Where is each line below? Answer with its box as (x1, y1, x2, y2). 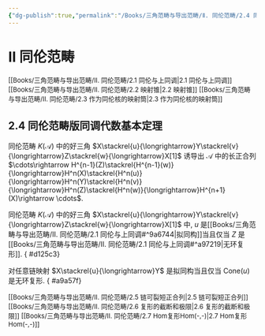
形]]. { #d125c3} (8, 249, 61, 259)
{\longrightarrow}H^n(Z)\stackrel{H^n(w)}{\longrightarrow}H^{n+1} (8, 185, 226, 195)
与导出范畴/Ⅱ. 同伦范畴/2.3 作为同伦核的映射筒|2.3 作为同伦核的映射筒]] (8, 94, 223, 103)
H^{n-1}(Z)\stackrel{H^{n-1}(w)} (70, 160, 174, 170)
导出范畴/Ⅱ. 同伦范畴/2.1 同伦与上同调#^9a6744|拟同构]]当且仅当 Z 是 (21, 230, 246, 239)
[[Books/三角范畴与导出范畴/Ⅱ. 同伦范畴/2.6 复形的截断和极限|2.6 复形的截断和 (8, 302, 244, 312)
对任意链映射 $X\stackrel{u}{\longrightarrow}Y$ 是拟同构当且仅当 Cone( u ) (8, 266, 250, 276)
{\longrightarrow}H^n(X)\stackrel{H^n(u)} (8, 169, 143, 178)
